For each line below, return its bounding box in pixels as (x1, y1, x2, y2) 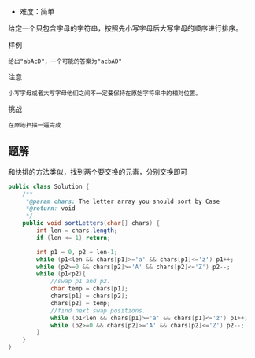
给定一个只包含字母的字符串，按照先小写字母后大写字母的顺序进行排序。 (8, 24, 242, 33)
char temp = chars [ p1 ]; (50, 285, 128, 293)
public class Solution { (8, 183, 90, 190)
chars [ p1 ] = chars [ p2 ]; (50, 292, 128, 301)
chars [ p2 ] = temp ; (50, 299, 111, 307)
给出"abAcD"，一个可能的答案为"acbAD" (8, 57, 123, 65)
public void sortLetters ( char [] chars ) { (22, 220, 160, 227)
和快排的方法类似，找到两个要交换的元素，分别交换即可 (8, 167, 187, 176)
